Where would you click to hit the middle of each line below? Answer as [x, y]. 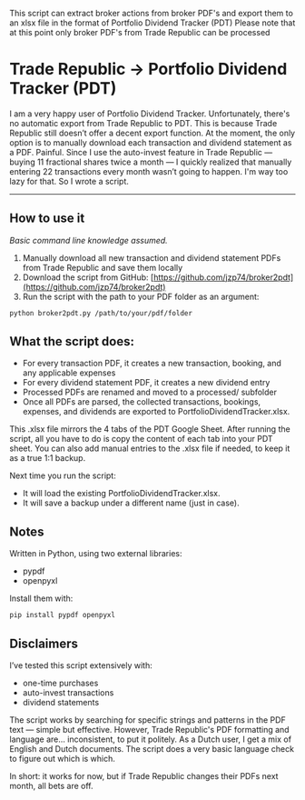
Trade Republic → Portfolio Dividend [148, 70]
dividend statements [61, 702]
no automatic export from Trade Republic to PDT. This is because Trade [143, 123]
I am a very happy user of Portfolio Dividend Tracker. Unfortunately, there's [150, 114]
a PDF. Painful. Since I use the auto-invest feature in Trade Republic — [141, 152]
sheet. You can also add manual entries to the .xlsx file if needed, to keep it [150, 448]
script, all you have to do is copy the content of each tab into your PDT [142, 439]
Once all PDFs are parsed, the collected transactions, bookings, [142, 402]
